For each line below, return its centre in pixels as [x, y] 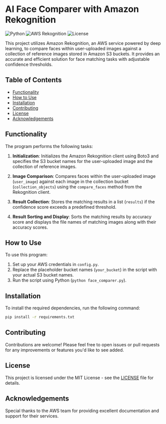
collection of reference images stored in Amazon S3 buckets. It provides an [83, 54]
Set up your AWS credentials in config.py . [56, 265]
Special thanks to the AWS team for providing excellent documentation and [82, 411]
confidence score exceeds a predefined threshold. [64, 207]
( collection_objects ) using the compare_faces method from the [77, 187]
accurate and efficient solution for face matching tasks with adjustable [78, 59]
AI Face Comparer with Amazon [72, 9]
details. [13, 383]
